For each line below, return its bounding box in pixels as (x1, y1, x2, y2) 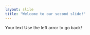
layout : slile (5, 7, 34, 12)
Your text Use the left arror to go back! (5, 24, 82, 30)
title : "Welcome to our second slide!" (5, 12, 86, 16)
